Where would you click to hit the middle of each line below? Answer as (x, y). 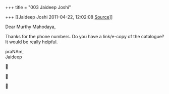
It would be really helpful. (32, 42)
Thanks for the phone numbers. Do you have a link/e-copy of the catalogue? (85, 36)
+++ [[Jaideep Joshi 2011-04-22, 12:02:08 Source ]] (59, 17)
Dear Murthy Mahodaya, (31, 27)
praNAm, (15, 52)
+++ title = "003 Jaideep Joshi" (38, 7)
